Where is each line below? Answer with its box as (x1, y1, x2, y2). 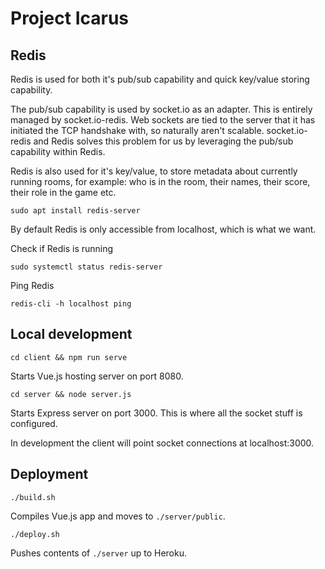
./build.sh (10, 492, 56, 502)
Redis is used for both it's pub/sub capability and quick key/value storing (10, 73, 310, 85)
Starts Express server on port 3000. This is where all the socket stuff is (10, 407, 303, 419)
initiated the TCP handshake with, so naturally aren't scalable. (10, 125, 265, 136)
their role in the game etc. (10, 187, 117, 198)
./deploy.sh (10, 529, 60, 539)
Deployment (10, 466, 89, 483)
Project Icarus (10, 7, 130, 30)
